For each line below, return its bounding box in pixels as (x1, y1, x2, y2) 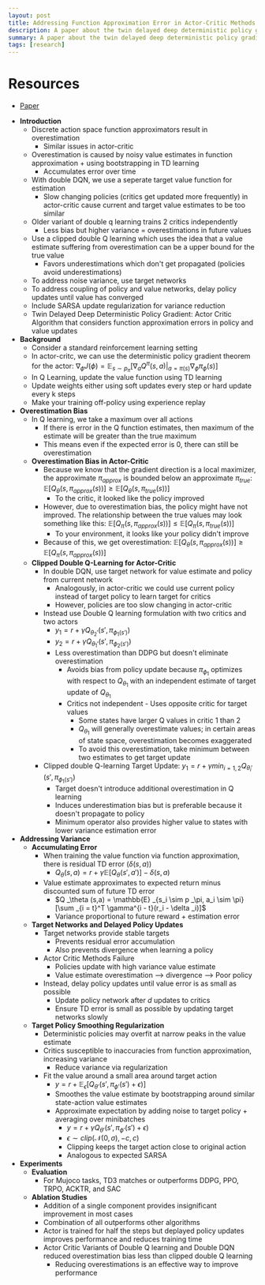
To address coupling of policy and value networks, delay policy (31, 284, 237, 294)
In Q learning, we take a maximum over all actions (31, 414, 193, 423)
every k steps (31, 389, 77, 399)
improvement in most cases (43, 1209, 133, 1219)
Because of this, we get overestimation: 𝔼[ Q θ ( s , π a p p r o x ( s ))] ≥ (43, 538, 244, 549)
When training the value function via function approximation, (43, 851, 241, 860)
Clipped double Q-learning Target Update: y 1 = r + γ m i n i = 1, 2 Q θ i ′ (43, 761, 253, 773)
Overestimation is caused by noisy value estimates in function (31, 150, 233, 160)
